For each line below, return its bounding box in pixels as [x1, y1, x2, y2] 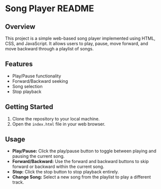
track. [12, 179, 25, 185]
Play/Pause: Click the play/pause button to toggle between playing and [12, 148, 157, 154]
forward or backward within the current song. [12, 164, 105, 169]
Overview [5, 23, 36, 31]
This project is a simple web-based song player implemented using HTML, [5, 35, 156, 41]
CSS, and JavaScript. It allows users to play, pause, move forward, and [5, 41, 148, 47]
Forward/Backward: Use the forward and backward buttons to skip [12, 159, 149, 165]
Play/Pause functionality [12, 73, 61, 79]
